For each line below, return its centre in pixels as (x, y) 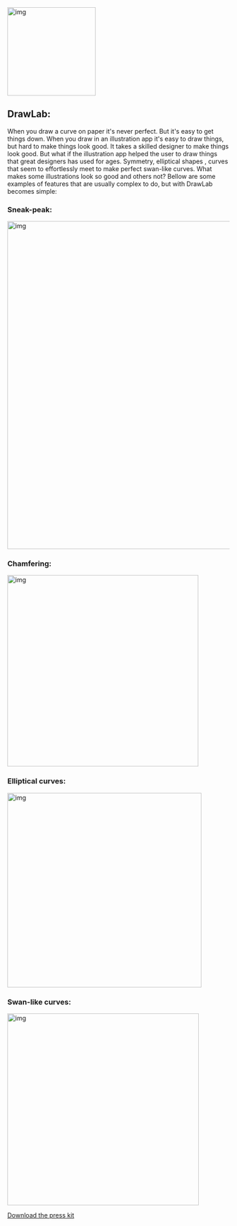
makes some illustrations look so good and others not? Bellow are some (111, 176)
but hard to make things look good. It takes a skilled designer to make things (118, 146)
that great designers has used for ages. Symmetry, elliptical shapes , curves (118, 161)
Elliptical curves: (37, 781)
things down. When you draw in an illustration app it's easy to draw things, (116, 139)
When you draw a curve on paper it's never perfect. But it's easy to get (110, 131)
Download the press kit (41, 1215)
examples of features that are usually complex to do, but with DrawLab (110, 184)
